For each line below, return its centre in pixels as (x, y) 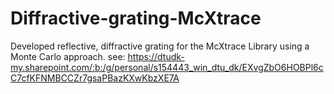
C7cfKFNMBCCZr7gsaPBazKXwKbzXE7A (95, 78)
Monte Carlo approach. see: (68, 56)
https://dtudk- (156, 56)
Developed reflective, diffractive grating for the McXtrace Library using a (160, 46)
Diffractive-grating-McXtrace (136, 18)
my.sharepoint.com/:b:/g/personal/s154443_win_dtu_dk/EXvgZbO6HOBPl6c (167, 67)
